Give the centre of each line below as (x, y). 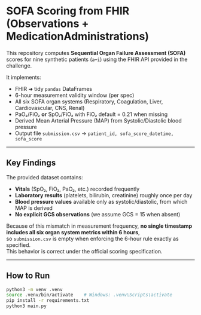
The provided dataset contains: (45, 177)
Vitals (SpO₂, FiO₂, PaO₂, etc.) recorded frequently (77, 189)
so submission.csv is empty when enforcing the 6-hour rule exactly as (92, 238)
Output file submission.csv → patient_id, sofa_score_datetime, (94, 133)
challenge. (19, 65)
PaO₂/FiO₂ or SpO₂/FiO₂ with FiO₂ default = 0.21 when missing (91, 114)
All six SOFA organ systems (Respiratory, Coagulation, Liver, (89, 101)
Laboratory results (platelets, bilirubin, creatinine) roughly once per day (103, 195)
